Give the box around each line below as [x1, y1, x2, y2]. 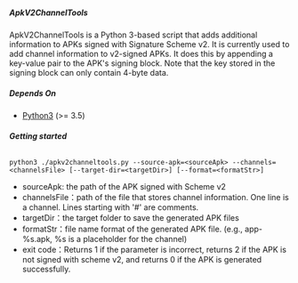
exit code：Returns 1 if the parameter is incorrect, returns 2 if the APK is [21, 245, 287, 255]
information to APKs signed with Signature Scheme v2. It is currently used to [9, 38, 290, 49]
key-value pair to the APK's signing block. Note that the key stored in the [9, 58, 276, 69]
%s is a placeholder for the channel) [54, 234, 188, 245]
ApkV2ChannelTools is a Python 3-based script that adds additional [9, 29, 258, 40]
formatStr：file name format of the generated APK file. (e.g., [21, 223, 243, 235]
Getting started [9, 130, 68, 141]
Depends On [9, 87, 56, 98]
